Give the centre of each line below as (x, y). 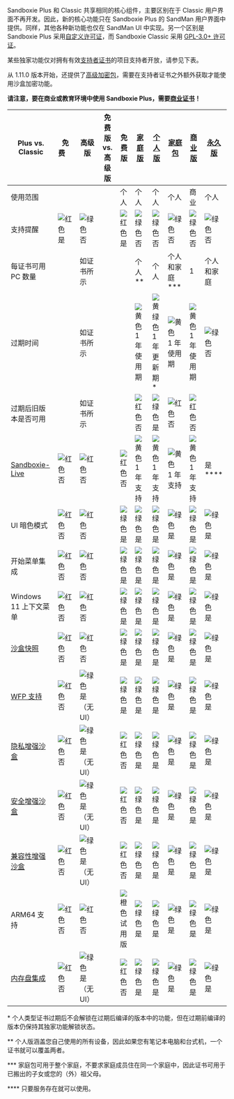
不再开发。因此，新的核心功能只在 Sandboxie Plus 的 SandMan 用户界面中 (119, 19)
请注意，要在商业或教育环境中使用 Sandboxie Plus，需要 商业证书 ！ (104, 98)
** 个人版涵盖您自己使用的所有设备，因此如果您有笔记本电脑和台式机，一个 (115, 1041)
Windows (26, 597)
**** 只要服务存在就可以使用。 (51, 1089)
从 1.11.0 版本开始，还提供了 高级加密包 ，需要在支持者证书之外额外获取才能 (114, 75)
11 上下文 (27, 606)
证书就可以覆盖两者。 (38, 1050)
